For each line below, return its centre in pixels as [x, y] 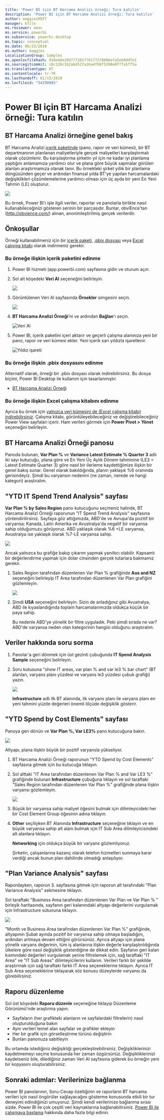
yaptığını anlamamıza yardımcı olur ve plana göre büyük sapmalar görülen [80, 163]
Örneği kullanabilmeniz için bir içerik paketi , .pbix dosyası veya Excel [74, 240]
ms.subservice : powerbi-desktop [38, 37]
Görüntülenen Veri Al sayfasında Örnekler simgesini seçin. [71, 297]
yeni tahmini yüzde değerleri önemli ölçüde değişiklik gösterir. [75, 704]
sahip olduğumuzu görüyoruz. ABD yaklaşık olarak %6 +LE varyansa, [75, 529]
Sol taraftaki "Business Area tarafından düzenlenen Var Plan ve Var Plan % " [82, 900]
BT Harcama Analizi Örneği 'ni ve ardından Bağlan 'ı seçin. [70, 316]
